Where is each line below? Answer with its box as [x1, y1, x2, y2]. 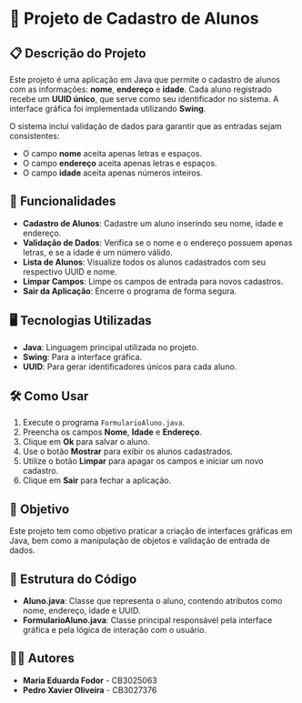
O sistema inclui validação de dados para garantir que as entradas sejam [9, 121, 282, 131]
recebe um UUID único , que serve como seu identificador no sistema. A [9, 94, 279, 104]
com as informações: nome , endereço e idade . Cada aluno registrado [9, 84, 273, 95]
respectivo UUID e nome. [22, 266, 117, 276]
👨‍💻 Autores [9, 650, 75, 667]
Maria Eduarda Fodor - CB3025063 [22, 675, 157, 686]
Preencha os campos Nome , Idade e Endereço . [22, 427, 203, 437]
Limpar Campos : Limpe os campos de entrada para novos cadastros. [22, 276, 284, 286]
